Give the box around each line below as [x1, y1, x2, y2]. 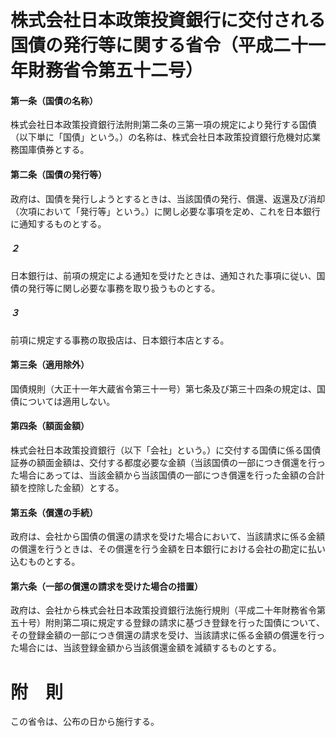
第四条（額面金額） [10, 420, 90, 432]
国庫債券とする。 [18, 144, 90, 156]
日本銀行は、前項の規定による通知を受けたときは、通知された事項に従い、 [10, 269, 317, 281]
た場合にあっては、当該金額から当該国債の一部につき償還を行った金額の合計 [10, 469, 326, 481]
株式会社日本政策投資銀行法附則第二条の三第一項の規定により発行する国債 [10, 119, 317, 131]
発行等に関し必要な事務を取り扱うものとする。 [27, 282, 221, 294]
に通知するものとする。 [10, 217, 107, 230]
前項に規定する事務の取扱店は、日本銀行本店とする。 [10, 334, 230, 346]
